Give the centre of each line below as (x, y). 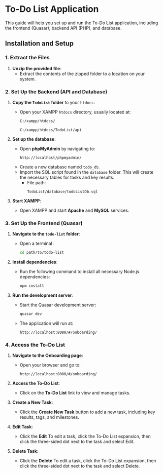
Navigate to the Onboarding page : (48, 355)
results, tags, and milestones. (49, 417)
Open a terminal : (37, 243)
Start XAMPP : (27, 200)
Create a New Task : (33, 402)
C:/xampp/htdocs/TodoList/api (51, 130)
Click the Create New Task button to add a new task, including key (87, 412)
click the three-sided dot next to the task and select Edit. (77, 442)
